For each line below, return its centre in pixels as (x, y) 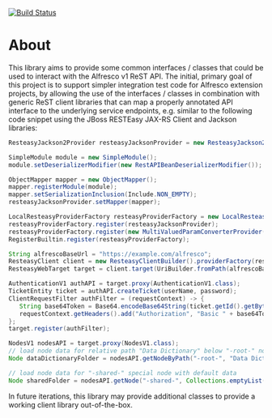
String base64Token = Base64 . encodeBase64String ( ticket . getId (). (132, 306)
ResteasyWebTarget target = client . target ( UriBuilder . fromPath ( (119, 269)
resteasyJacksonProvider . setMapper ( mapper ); (85, 203)
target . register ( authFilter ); (59, 329)
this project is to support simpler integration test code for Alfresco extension (136, 84)
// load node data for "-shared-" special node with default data (123, 373)
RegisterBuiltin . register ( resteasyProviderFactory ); (99, 239)
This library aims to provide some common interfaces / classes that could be (136, 67)
